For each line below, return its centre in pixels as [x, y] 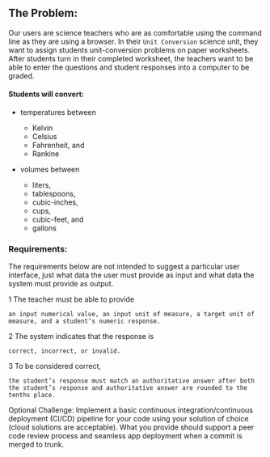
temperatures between [58, 112]
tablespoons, [54, 194]
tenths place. [32, 396]
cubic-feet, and [58, 220]
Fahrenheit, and [58, 146]
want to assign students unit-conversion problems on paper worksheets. [129, 50]
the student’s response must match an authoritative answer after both [131, 381]
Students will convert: [46, 94]
